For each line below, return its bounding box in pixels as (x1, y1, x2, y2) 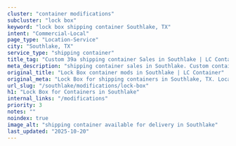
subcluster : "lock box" (7, 17, 77, 24)
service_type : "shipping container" (7, 50, 114, 57)
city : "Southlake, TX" (7, 43, 74, 50)
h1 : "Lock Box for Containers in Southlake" (7, 88, 140, 95)
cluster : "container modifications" (7, 10, 114, 18)
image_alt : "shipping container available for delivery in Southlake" (7, 121, 218, 128)
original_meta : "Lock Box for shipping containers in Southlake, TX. (7, 75, 216, 83)
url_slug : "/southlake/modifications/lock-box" (7, 82, 150, 89)
